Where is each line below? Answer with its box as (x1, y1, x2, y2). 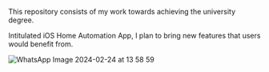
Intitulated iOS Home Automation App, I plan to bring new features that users (8, 31, 261, 40)
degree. (8, 15, 34, 25)
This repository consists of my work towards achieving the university (8, 7, 236, 16)
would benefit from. (8, 39, 74, 49)
